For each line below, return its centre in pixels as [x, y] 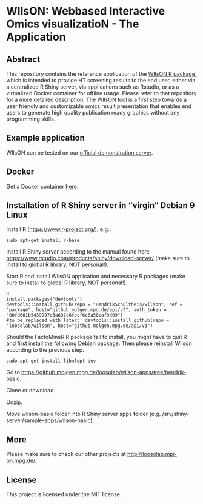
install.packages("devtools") [45, 299]
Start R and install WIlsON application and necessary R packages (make [96, 277]
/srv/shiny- [176, 414]
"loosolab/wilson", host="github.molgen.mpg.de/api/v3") [80, 326]
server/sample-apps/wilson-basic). [50, 420]
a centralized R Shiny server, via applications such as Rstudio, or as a [93, 87]
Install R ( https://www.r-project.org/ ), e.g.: [58, 229]
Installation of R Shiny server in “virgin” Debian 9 [101, 205]
